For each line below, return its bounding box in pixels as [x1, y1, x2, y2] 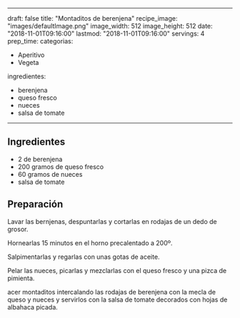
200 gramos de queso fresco [17, 162, 104, 171]
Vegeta [17, 58, 39, 66]
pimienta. [7, 274, 35, 282]
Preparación [7, 198, 64, 210]
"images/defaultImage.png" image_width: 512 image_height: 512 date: [7, 22, 213, 30]
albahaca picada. [7, 302, 59, 311]
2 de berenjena [17, 155, 63, 163]
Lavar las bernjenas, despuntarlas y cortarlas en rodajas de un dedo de [7, 217, 217, 225]
